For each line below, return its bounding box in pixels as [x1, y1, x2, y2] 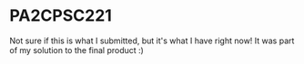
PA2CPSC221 [9, 5, 112, 26]
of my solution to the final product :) [9, 44, 144, 55]
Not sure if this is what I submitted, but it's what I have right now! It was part [9, 35, 295, 46]
